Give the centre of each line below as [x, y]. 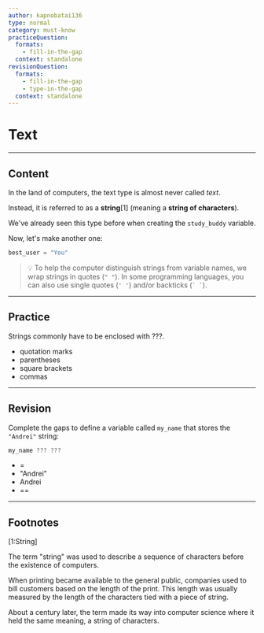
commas [33, 376]
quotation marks [46, 351]
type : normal [29, 23]
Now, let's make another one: [55, 238]
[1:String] [23, 542]
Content [29, 174]
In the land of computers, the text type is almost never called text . [115, 192]
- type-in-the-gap [52, 89]
